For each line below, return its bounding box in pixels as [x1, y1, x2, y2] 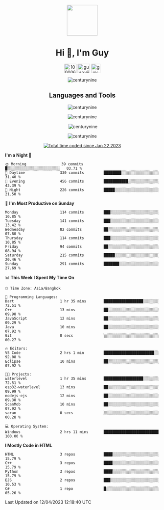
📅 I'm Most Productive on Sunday [5, 200, 74, 206]
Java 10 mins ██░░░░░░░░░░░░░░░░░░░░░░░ [5, 324, 159, 330]
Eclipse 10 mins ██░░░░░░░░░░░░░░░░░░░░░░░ [5, 359, 159, 364]
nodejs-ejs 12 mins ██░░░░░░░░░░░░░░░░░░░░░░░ [5, 393, 159, 399]
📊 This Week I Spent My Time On [5, 275, 74, 281]
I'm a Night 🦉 [5, 152, 32, 158]
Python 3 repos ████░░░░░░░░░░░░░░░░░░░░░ [5, 469, 159, 474]
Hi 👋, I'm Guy [55, 47, 109, 58]
